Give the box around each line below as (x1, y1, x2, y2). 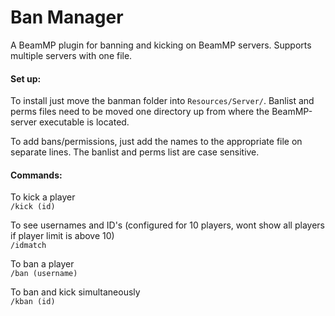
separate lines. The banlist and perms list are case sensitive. (10, 146, 260, 158)
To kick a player (10, 191, 76, 203)
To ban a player (10, 258, 75, 270)
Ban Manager (10, 6, 124, 29)
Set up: (10, 72, 42, 85)
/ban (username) (10, 269, 78, 279)
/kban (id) (10, 297, 56, 307)
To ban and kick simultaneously (10, 286, 141, 298)
